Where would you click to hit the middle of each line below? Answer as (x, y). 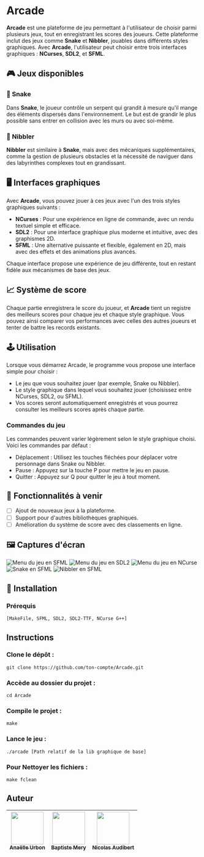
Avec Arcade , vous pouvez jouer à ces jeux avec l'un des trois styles (93, 200)
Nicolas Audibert (113, 847)
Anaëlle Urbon (27, 847)
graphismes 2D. (35, 238)
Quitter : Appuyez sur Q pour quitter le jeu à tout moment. (88, 477)
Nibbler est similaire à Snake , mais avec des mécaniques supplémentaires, (101, 149)
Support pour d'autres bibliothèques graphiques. (77, 518)
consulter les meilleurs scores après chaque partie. (80, 410)
